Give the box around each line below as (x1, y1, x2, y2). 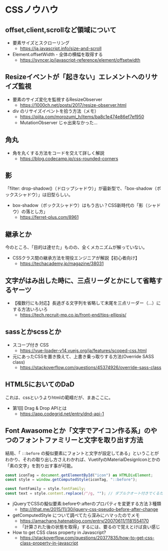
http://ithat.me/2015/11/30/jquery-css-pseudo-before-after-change (19, 506, 158, 512)
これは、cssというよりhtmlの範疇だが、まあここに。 (5, 394, 113, 400)
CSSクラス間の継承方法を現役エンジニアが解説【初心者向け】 (12, 255, 140, 261)
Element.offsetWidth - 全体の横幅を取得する (12, 52, 103, 57)
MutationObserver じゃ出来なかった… (19, 119, 98, 125)
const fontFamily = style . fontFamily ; (5, 486, 86, 491)
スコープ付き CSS (12, 342, 49, 348)
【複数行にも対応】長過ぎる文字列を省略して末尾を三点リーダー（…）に (12, 300, 161, 306)
